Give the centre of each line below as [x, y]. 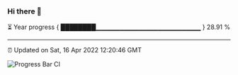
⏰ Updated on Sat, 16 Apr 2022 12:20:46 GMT [74, 50]
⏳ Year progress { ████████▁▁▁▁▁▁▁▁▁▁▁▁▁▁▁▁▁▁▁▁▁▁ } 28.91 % [119, 27]
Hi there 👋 [25, 11]
